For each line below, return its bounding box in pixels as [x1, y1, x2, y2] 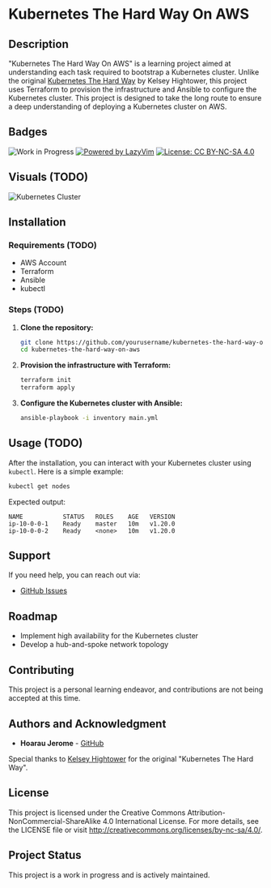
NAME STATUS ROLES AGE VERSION [8, 513, 176, 521]
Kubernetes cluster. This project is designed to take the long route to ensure [8, 93, 262, 102]
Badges [8, 125, 48, 139]
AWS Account [19, 258, 67, 268]
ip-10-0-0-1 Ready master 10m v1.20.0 [8, 520, 176, 528]
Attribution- [187, 808, 227, 817]
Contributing [8, 663, 74, 677]
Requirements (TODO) [8, 239, 97, 251]
